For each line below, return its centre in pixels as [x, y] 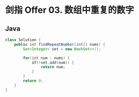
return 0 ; [33, 81]
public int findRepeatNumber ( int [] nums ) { [60, 44]
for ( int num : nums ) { [46, 58]
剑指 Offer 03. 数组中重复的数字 [69, 10]
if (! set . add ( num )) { [53, 63]
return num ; [53, 67]
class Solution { [23, 40]
